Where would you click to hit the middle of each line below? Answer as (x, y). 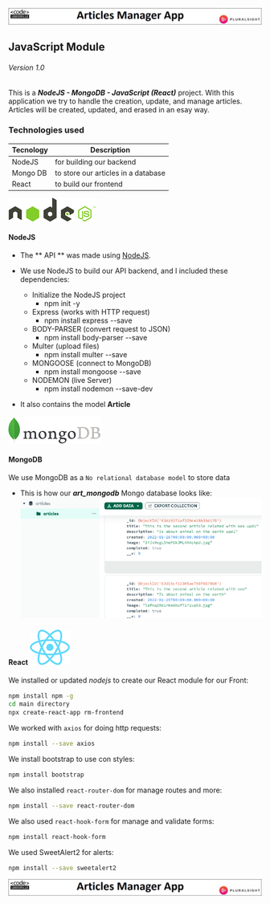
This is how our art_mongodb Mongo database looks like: (116, 493)
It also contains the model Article (75, 404)
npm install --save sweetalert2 (62, 868)
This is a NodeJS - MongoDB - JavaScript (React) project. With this (121, 92)
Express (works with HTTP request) (91, 312)
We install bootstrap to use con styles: (72, 759)
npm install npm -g (41, 696)
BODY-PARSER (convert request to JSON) (101, 328)
